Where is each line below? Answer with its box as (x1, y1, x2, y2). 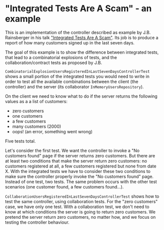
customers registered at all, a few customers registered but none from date (5, 163, 157, 169)
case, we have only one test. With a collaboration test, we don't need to (5, 204, 149, 209)
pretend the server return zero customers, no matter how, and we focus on (5, 214, 156, 220)
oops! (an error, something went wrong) (12, 128, 93, 134)
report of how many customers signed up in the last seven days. (5, 40, 135, 45)
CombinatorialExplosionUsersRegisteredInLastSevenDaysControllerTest (5, 69, 150, 74)
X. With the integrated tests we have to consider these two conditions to (5, 168, 151, 174)
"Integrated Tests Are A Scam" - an (5, 3, 152, 14)
